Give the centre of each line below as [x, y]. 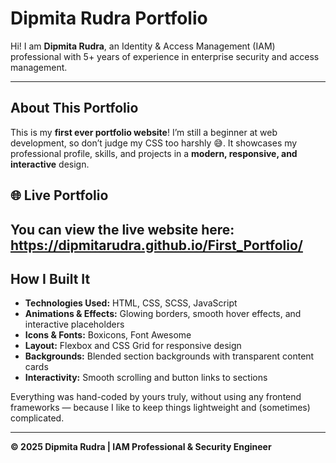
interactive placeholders [74, 324]
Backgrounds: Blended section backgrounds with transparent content [169, 356]
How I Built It [50, 278]
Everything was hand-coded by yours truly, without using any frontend [156, 397]
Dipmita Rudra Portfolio [109, 18]
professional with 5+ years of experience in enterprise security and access [165, 56]
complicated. [37, 418]
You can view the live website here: [122, 229]
